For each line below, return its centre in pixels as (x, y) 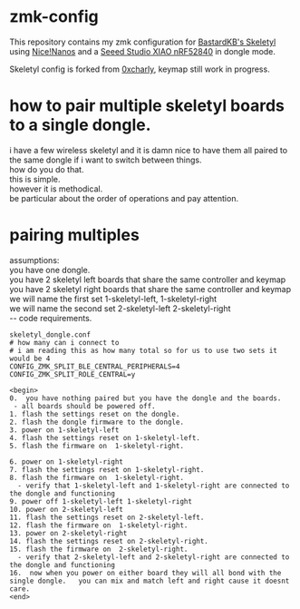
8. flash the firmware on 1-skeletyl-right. (97, 477)
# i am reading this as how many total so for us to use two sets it (144, 350)
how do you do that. (47, 169)
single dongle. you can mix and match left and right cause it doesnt (150, 581)
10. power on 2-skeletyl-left (67, 509)
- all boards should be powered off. (84, 406)
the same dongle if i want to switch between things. (106, 160)
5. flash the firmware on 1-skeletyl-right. (97, 446)
